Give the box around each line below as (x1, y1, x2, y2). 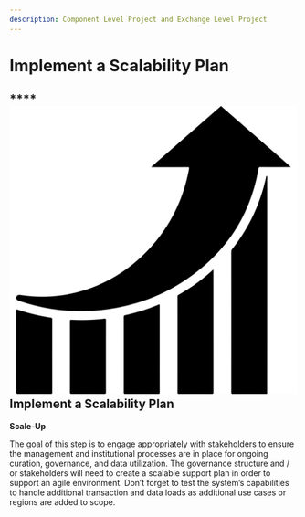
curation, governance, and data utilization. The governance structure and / (9, 458, 290, 469)
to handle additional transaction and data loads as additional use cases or (9, 487, 287, 498)
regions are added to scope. (9, 496, 116, 507)
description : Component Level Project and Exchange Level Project (9, 15, 268, 24)
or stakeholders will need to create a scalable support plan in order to (9, 467, 271, 479)
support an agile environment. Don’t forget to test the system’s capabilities (9, 477, 289, 488)
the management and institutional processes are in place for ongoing (9, 448, 268, 459)
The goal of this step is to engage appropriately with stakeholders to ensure (9, 438, 295, 449)
